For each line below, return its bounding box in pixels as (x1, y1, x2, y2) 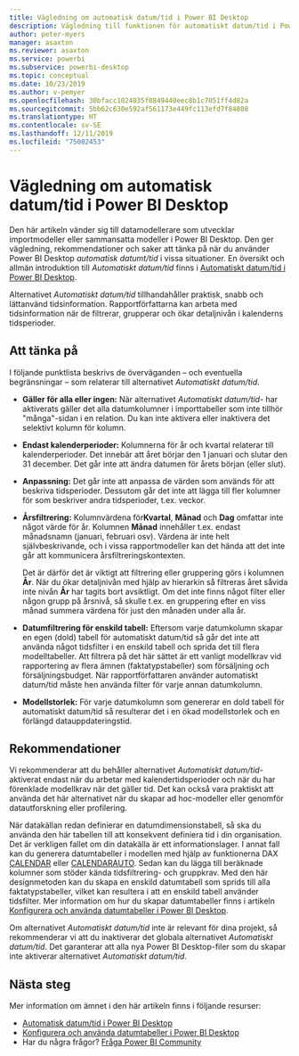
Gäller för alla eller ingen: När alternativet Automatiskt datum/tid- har (21, 393, 279, 404)
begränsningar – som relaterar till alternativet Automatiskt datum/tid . (9, 376, 260, 387)
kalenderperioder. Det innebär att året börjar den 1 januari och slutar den (21, 449, 287, 459)
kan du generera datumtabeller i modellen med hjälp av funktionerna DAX (9, 848, 279, 859)
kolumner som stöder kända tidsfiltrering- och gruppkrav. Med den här (9, 867, 269, 879)
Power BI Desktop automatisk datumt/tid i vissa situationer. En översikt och (9, 252, 285, 263)
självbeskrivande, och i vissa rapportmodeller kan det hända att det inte (21, 540, 286, 551)
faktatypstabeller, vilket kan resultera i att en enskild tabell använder (9, 887, 260, 897)
